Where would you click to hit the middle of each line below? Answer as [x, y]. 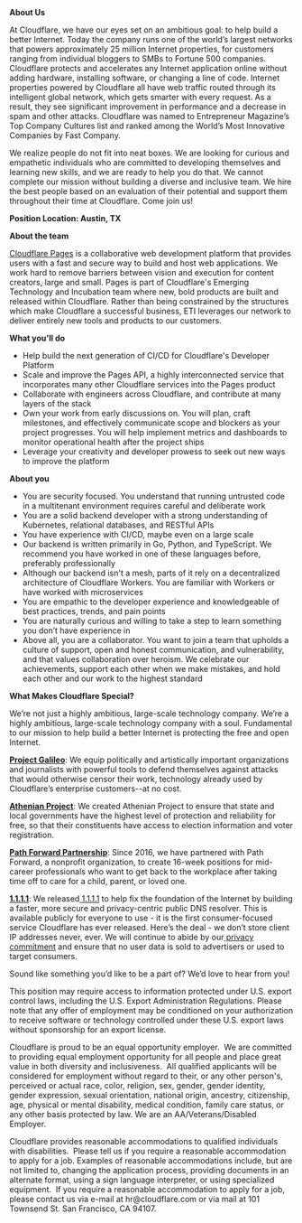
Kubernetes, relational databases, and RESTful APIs [118, 525]
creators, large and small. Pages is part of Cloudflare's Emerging [129, 282]
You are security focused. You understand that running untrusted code [154, 496]
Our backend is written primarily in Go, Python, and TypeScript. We [147, 544]
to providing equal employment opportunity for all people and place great [145, 1057]
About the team [39, 236]
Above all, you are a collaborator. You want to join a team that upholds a [156, 640]
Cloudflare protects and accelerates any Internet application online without [148, 68]
